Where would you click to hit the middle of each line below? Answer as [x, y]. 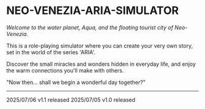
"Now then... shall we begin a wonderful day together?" [76, 82]
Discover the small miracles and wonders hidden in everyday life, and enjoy [101, 64]
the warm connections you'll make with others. [65, 70]
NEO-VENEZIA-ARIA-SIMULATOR [92, 11]
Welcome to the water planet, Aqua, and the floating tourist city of [90, 27]
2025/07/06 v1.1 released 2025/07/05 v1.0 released [71, 100]
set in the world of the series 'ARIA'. [51, 52]
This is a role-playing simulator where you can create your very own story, [100, 46]
